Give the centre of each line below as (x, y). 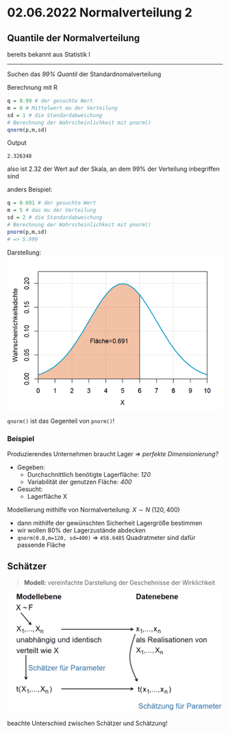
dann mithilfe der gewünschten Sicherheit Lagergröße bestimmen (110, 523)
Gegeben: (31, 467)
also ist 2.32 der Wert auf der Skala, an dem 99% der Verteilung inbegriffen (114, 169)
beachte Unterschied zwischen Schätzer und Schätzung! (87, 723)
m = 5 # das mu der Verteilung (52, 211)
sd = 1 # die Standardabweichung (55, 115)
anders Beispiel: (30, 189)
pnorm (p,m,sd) (27, 232)
